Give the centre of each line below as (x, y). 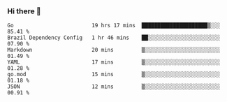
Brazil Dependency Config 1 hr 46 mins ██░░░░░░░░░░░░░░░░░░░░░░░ (113, 38)
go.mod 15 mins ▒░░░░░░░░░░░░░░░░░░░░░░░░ (113, 75)
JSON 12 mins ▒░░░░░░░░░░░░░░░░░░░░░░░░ (113, 87)
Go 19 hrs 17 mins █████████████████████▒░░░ (113, 26)
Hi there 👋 (24, 11)
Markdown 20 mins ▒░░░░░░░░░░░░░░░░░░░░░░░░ (113, 50)
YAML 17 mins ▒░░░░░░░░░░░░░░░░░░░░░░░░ (113, 62)
